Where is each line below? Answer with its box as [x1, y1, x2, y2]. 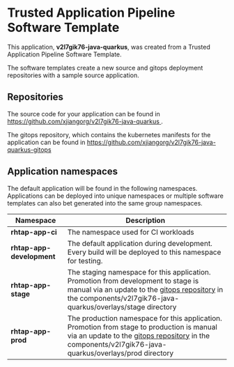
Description [125, 215, 166, 225]
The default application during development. [67, 238, 212, 248]
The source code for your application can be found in [7, 109, 160, 118]
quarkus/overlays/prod [67, 348, 143, 358]
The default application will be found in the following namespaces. [7, 184, 198, 192]
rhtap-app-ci [10, 227, 57, 237]
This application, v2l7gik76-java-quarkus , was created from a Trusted [7, 42, 210, 51]
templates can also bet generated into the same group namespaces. [7, 198, 203, 207]
